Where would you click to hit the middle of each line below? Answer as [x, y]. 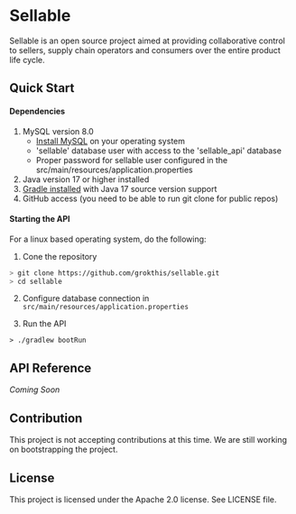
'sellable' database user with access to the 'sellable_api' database [159, 151]
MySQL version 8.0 [58, 131]
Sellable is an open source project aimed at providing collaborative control [148, 41]
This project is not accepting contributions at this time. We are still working [148, 440]
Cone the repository [60, 256]
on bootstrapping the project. [64, 450]
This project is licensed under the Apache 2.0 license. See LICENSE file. [143, 499]
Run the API [44, 324]
